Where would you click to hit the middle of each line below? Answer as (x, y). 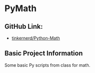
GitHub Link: (24, 27)
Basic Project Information (44, 53)
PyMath (21, 9)
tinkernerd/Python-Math (36, 38)
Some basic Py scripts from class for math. (47, 65)
